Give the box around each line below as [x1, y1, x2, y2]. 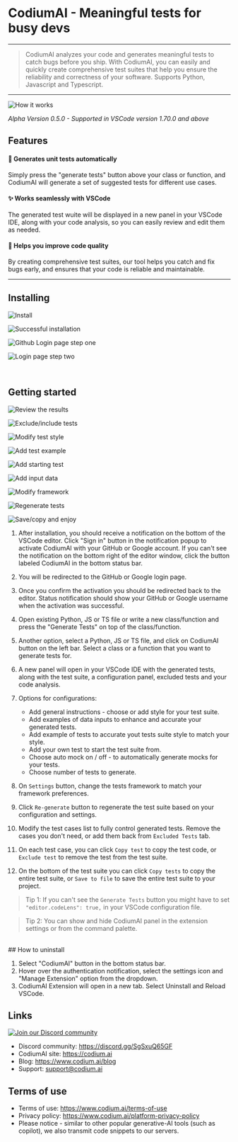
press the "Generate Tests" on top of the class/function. [18, 622, 182, 631]
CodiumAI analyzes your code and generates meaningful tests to [25, 50, 215, 58]
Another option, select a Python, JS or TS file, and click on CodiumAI [18, 636, 219, 645]
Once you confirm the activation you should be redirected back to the [18, 586, 221, 594]
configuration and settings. [18, 810, 97, 819]
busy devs [8, 20, 71, 36]
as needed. [8, 225, 41, 234]
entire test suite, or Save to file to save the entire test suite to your [18, 874, 216, 883]
